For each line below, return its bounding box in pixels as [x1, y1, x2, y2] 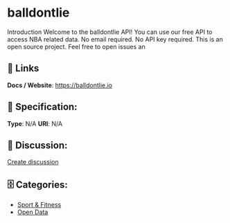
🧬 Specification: [7, 101, 78, 113]
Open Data [17, 208, 48, 216]
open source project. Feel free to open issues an [7, 42, 145, 51]
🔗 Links [7, 62, 39, 74]
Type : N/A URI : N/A [7, 119, 63, 127]
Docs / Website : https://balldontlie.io [7, 81, 113, 89]
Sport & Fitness [17, 201, 62, 209]
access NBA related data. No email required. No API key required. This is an [7, 35, 223, 43]
